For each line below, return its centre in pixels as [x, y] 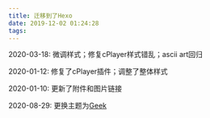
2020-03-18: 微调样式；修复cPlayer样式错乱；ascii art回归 [106, 55]
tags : [17, 31]
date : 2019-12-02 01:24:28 [54, 23]
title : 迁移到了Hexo [40, 16]
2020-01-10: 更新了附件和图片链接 [65, 88]
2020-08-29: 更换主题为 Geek [58, 106]
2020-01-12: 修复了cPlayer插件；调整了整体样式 [88, 71]
